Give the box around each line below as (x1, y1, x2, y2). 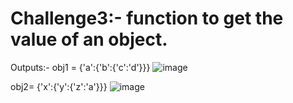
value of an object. (10, 28, 168, 51)
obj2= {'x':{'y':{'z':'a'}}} (10, 80, 108, 92)
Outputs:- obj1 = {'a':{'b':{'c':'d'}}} (10, 61, 151, 73)
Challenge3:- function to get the (10, 7, 284, 30)
